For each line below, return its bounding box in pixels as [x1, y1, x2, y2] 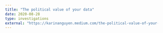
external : [5, 20, 25, 26]
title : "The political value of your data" [5, 7, 95, 12]
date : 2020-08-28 [5, 12, 40, 16]
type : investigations [5, 16, 49, 21]
